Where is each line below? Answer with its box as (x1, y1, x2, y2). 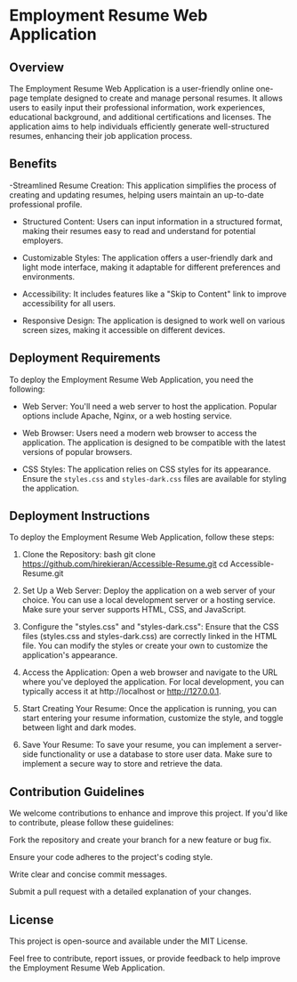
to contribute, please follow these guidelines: (9, 817, 174, 828)
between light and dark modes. (21, 722, 137, 733)
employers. (21, 235, 64, 246)
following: (9, 384, 45, 394)
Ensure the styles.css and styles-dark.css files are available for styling (21, 473, 287, 483)
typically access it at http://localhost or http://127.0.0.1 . (21, 686, 222, 697)
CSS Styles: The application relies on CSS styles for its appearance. (21, 464, 271, 475)
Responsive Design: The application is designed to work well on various (21, 315, 285, 326)
